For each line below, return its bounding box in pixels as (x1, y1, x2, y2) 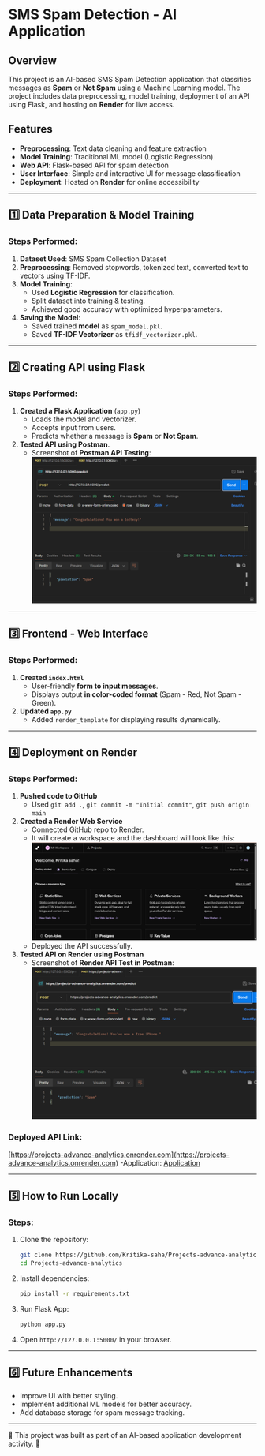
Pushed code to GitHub (19, 792, 98, 801)
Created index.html (19, 672, 84, 682)
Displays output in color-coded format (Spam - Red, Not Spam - (31, 689, 242, 699)
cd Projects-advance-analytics (19, 1259, 123, 1267)
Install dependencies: (19, 1273, 90, 1283)
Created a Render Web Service (19, 817, 123, 826)
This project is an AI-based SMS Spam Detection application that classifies (8, 75, 252, 84)
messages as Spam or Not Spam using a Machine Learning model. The (8, 83, 241, 92)
